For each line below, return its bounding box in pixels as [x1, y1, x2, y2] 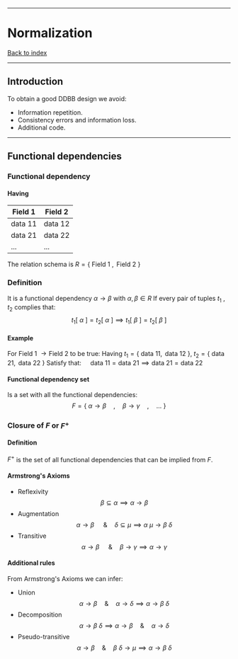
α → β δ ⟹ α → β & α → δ [79, 621, 170, 630]
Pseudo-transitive [17, 632, 70, 641]
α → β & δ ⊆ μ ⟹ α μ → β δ [76, 520, 173, 529]
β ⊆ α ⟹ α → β [100, 498, 149, 507]
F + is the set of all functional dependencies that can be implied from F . [7, 454, 213, 464]
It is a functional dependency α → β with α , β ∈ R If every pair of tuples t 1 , [7, 294, 225, 304]
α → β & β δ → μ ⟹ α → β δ [76, 643, 172, 652]
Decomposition [17, 610, 62, 619]
